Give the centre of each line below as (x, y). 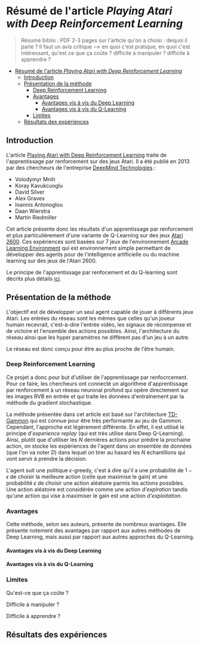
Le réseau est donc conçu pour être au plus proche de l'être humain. (90, 349)
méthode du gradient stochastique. (49, 402)
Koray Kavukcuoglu (39, 185)
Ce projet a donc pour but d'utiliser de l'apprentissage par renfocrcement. (97, 377)
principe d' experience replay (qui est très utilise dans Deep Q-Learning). (96, 433)
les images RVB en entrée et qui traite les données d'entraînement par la (95, 396)
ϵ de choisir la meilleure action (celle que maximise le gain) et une (87, 476)
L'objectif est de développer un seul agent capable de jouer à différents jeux (100, 311)
